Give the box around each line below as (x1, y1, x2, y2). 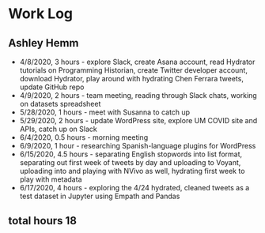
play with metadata (19, 175, 82, 184)
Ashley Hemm (8, 36, 79, 50)
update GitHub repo (19, 82, 85, 92)
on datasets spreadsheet (19, 100, 101, 108)
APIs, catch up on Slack (19, 124, 97, 133)
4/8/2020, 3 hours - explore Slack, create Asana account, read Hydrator (19, 57, 256, 66)
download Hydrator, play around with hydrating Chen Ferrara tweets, (19, 74, 244, 83)
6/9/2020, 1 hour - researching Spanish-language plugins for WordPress (19, 141, 256, 150)
